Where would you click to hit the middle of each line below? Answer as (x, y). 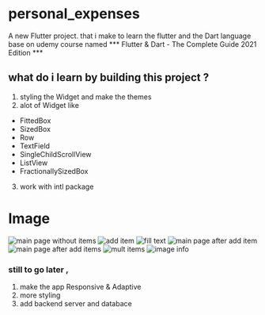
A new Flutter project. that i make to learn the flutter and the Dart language (130, 36)
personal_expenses (74, 14)
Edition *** (26, 52)
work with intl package (57, 186)
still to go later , (38, 269)
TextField (34, 146)
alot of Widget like (49, 105)
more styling (40, 295)
